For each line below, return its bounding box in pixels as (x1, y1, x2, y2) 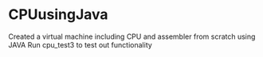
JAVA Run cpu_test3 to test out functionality (8, 40, 153, 49)
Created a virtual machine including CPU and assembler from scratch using (8, 32, 256, 41)
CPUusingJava (8, 6, 109, 24)
